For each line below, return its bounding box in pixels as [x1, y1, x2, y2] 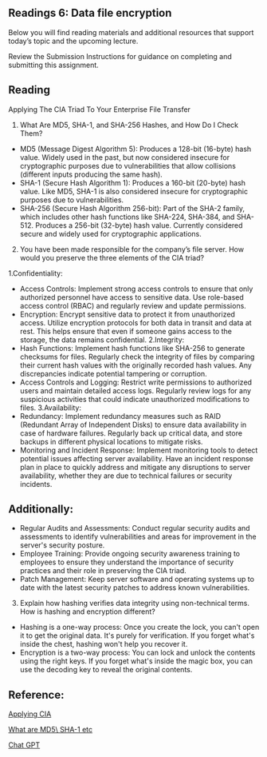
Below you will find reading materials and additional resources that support [8, 27, 254, 37]
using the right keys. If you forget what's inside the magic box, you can [19, 656, 253, 666]
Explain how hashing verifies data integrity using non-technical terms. [19, 599, 249, 608]
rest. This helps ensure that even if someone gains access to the [19, 326, 233, 336]
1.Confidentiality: [8, 268, 63, 278]
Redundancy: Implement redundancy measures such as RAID [19, 411, 222, 420]
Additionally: [8, 503, 74, 516]
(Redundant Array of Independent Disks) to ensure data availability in [19, 420, 247, 429]
